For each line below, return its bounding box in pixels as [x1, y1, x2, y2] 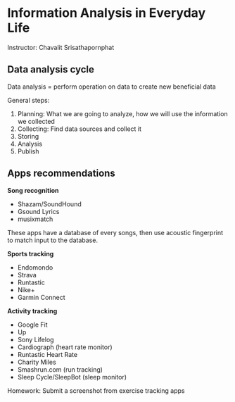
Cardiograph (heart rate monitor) [17, 343, 113, 351]
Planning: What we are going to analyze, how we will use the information [17, 109, 228, 118]
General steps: [7, 96, 50, 104]
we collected [17, 117, 55, 125]
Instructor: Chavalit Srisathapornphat [7, 43, 115, 51]
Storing [17, 132, 39, 140]
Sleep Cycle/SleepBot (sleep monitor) [17, 372, 127, 381]
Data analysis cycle [7, 63, 95, 75]
